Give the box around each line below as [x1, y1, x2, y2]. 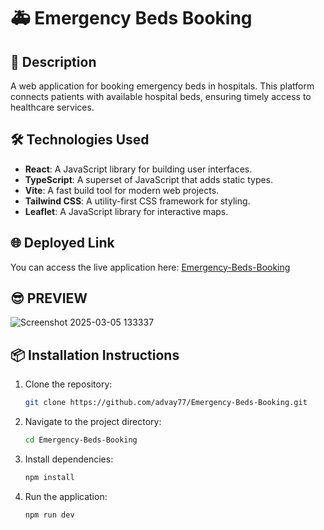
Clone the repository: [24, 378, 113, 390]
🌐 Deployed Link [10, 235, 115, 252]
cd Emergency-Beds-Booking [24, 435, 138, 445]
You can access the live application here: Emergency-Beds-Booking [10, 261, 291, 273]
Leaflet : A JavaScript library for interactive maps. [24, 205, 229, 217]
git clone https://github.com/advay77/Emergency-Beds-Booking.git [24, 398, 308, 408]
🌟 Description [10, 53, 97, 70]
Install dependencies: [24, 453, 114, 465]
